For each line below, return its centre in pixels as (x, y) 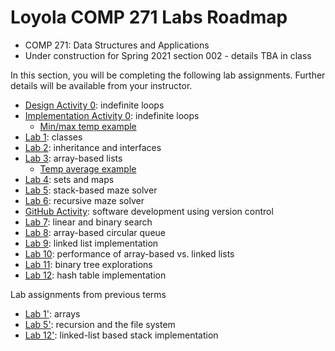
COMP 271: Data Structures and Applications (117, 45)
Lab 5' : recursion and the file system (100, 324)
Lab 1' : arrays (52, 313)
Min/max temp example (88, 126)
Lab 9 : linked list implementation (91, 243)
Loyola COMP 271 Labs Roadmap (149, 17)
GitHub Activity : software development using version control (149, 211)
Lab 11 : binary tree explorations (88, 264)
